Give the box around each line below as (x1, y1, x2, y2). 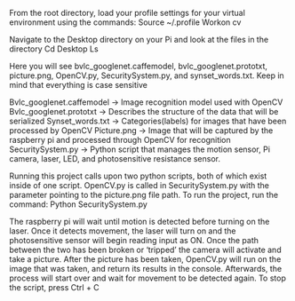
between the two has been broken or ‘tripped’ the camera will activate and (9, 244, 282, 255)
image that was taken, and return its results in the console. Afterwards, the (9, 264, 283, 273)
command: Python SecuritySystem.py (9, 199, 148, 210)
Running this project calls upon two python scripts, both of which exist (9, 170, 267, 181)
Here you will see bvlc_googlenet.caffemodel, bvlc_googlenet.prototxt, (9, 61, 268, 71)
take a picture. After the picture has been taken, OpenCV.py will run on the (9, 254, 282, 265)
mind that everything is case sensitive (9, 80, 148, 90)
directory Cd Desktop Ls (9, 44, 100, 54)
